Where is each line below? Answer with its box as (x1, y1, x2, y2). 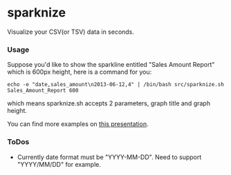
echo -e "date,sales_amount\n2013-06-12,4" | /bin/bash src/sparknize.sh (7, 81, 225, 88)
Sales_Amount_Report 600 (7, 87, 79, 94)
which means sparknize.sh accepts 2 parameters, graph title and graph (7, 99, 211, 107)
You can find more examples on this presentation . (7, 120, 149, 128)
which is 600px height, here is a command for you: (7, 68, 152, 76)
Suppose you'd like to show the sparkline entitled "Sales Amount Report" (7, 61, 215, 69)
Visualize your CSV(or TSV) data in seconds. (7, 28, 135, 36)
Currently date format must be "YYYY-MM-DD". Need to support (17, 153, 202, 161)
